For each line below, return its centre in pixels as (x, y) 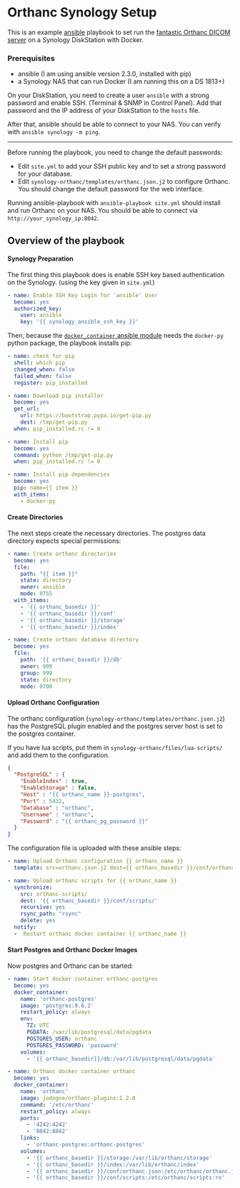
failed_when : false (43, 376)
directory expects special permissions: (64, 541)
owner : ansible (43, 587)
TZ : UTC (38, 1026)
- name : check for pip (41, 356)
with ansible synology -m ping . (54, 132)
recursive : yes (43, 907)
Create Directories (35, 517)
